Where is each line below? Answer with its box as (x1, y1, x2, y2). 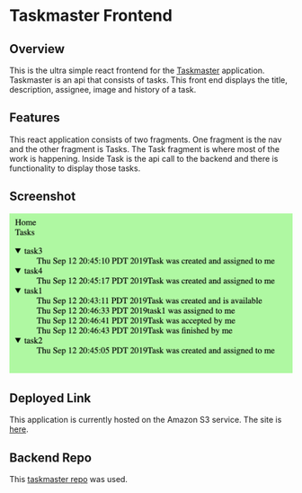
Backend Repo (9, 450, 93, 465)
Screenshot (9, 189, 76, 204)
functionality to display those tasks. (9, 163, 141, 174)
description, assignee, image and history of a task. (9, 85, 197, 94)
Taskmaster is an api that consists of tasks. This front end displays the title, (9, 75, 288, 85)
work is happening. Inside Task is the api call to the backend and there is (9, 153, 279, 164)
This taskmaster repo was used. (9, 474, 129, 485)
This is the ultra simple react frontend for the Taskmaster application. (9, 65, 265, 76)
